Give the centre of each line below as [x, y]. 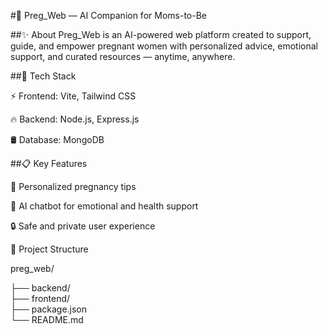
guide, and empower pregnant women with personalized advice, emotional [164, 46]
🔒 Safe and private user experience [83, 226]
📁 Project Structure [49, 249]
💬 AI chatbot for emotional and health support [104, 206]
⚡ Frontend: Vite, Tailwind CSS [73, 96]
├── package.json [49, 309]
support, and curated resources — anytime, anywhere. [123, 56]
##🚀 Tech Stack [43, 76]
